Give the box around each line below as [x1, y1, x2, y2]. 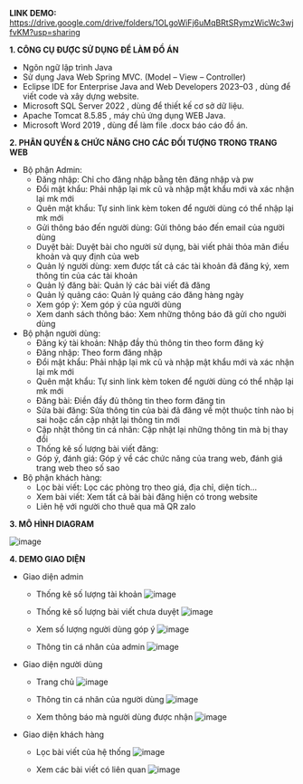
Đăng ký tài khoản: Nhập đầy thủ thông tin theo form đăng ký [35, 338, 264, 348]
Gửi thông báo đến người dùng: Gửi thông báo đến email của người [35, 222, 285, 233]
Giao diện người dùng [22, 659, 103, 669]
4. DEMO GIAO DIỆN [9, 554, 86, 564]
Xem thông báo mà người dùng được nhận [35, 712, 194, 722]
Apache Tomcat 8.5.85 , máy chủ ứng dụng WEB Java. [22, 110, 226, 120]
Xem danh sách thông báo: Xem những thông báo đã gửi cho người [35, 309, 287, 320]
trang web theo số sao [35, 463, 120, 473]
